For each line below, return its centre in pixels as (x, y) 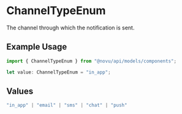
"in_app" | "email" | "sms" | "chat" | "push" (67, 105)
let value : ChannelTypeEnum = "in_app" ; (59, 72)
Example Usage (37, 47)
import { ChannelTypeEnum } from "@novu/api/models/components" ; (91, 61)
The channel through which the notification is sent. (70, 28)
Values (20, 91)
